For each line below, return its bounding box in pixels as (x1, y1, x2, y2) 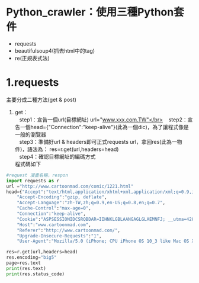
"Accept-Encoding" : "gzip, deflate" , (17, 194, 108, 200)
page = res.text (6, 260, 41, 266)
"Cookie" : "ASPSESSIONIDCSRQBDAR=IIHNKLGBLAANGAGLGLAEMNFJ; (17, 216, 166, 222)
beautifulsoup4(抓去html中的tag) (14, 47, 95, 54)
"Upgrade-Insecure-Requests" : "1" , (17, 233, 102, 239)
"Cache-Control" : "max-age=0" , (17, 205, 92, 211)
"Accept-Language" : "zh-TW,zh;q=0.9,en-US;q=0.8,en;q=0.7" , (17, 200, 166, 206)
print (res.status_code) (6, 271, 65, 277)
